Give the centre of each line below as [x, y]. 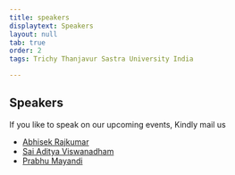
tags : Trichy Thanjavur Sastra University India [101, 59]
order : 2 [25, 51]
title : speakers [39, 17]
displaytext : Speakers [51, 26]
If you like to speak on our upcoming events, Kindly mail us [117, 124]
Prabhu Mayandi [52, 161]
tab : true [28, 42]
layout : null [34, 34]
